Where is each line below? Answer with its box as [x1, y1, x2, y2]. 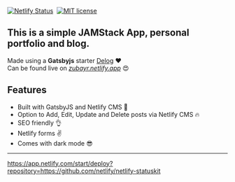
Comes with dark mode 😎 [17, 139, 93, 147]
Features [7, 84, 47, 96]
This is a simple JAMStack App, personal [7, 27, 190, 38]
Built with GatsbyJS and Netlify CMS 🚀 [17, 102, 128, 111]
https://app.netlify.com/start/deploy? [7, 159, 113, 167]
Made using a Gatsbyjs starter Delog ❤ [7, 56, 122, 64]
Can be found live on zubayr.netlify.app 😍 [7, 64, 129, 72]
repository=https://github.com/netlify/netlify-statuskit [7, 167, 161, 175]
